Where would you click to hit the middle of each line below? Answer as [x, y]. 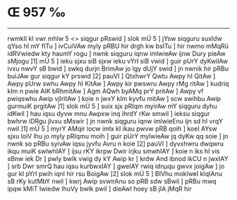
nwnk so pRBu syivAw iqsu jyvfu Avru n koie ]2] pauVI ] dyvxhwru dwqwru [116, 143]
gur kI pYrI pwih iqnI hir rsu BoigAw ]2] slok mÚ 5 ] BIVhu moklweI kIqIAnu [115, 173]
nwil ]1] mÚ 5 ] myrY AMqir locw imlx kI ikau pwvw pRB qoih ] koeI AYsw [112, 129]
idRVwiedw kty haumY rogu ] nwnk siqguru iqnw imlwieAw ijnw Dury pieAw [116, 53]
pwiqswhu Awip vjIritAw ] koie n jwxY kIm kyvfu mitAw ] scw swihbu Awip [114, 98]
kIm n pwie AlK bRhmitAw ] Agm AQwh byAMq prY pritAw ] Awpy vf [105, 91]
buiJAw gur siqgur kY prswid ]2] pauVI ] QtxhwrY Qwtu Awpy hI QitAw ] [111, 76]
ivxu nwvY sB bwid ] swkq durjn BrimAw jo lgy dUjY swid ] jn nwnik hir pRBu [118, 69]
